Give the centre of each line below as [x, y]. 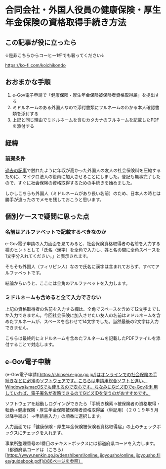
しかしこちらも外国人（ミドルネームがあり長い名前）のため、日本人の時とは [83, 193]
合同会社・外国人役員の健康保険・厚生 [83, 10]
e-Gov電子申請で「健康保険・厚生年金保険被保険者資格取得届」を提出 [83, 95]
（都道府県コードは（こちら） [35, 450]
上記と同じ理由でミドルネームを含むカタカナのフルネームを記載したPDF [86, 120]
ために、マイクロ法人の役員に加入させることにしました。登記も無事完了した [83, 176]
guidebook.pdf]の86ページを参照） [47, 461]
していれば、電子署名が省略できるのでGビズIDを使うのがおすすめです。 [78, 393]
